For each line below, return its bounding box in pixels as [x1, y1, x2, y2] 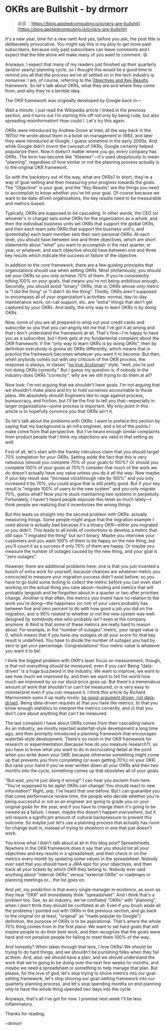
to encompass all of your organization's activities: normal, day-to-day [5, 294, 147, 300]
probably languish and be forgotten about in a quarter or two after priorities [5, 589, 159, 595]
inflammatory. [5, 1001, 34, 1007]
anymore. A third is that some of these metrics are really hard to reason [5, 621, 151, 627]
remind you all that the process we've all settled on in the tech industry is [5, 72, 155, 78]
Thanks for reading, [5, 1011, 46, 1017]
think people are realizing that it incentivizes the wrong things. [5, 501, 132, 507]
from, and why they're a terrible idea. [5, 88, 81, 94]
